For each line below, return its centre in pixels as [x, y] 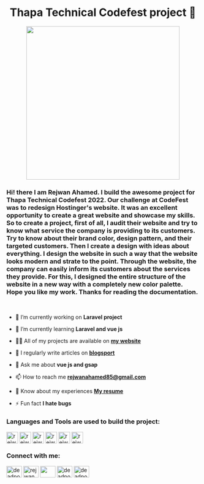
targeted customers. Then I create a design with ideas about [98, 246]
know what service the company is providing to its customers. [101, 231]
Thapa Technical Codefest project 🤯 [103, 13]
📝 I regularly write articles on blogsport [65, 353]
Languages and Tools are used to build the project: [83, 421]
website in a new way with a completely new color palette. [95, 284]
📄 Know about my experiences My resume [69, 391]
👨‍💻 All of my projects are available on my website [78, 341]
